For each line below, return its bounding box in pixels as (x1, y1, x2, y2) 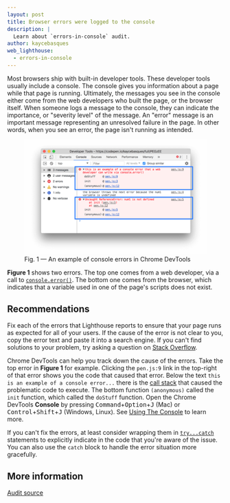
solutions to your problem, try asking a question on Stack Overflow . (7, 343, 198, 352)
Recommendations (7, 303, 90, 314)
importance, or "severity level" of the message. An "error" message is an (7, 111, 214, 119)
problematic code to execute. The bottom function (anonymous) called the (7, 386, 214, 394)
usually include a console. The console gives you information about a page (7, 81, 219, 89)
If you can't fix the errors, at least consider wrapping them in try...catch (7, 429, 214, 437)
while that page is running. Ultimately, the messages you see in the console (7, 89, 221, 97)
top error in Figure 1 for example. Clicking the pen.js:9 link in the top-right (7, 364, 218, 372)
